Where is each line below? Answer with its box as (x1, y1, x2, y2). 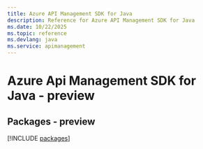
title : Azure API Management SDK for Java (7, 10, 133, 17)
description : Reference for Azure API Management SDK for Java (7, 17, 195, 24)
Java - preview (7, 88, 96, 104)
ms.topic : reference (7, 29, 68, 37)
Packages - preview (7, 115, 96, 127)
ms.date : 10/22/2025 (7, 23, 68, 30)
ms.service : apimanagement (7, 43, 86, 50)
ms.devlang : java (7, 36, 58, 43)
